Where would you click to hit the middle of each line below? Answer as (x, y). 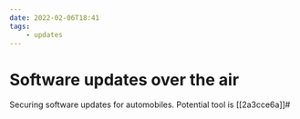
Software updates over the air (124, 79)
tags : (20, 26)
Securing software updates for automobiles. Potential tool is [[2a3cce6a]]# (150, 104)
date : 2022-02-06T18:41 (55, 18)
